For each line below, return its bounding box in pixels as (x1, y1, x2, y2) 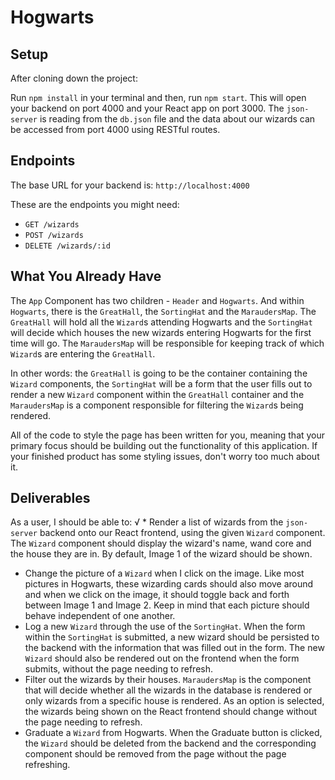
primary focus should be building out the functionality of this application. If (10, 439, 318, 451)
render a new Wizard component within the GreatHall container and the (10, 388, 305, 400)
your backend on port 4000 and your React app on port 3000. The (10, 102, 285, 114)
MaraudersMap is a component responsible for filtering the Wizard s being (10, 399, 304, 411)
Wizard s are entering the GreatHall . (10, 347, 156, 360)
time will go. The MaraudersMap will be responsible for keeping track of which (10, 337, 325, 349)
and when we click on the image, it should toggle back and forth (24, 589, 290, 601)
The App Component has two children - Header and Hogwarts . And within (10, 294, 305, 306)
